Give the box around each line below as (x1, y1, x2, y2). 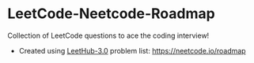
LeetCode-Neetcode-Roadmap (7, 5, 215, 23)
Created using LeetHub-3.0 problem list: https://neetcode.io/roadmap (18, 46, 246, 55)
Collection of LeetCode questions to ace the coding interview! (7, 31, 210, 40)
